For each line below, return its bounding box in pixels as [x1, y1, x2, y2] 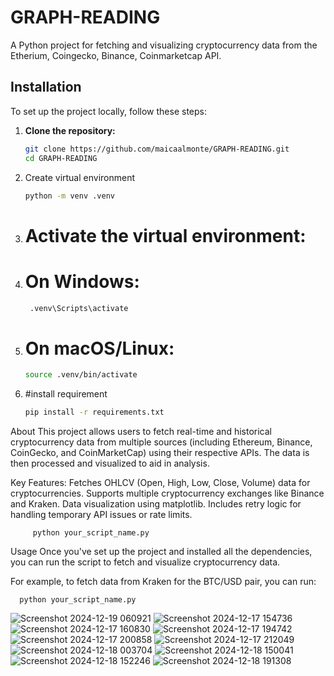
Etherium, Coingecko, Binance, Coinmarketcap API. [10, 49, 222, 61]
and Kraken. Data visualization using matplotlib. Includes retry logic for [10, 498, 302, 510]
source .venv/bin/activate [24, 370, 138, 380]
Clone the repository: [24, 124, 116, 136]
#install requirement [24, 388, 108, 400]
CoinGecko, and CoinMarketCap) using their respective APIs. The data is [10, 447, 310, 459]
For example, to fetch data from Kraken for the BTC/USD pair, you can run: [10, 576, 317, 588]
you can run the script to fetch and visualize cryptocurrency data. [10, 556, 281, 568]
